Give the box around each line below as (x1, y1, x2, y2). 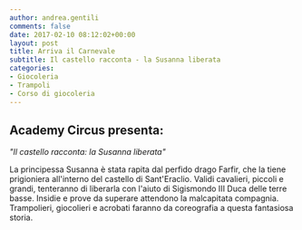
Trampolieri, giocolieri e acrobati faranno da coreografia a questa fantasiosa (9, 203, 294, 214)
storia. (9, 212, 34, 223)
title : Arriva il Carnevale (9, 47, 116, 56)
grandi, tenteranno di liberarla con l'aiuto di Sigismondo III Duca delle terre (9, 183, 287, 195)
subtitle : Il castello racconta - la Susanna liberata (9, 55, 221, 64)
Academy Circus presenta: (9, 122, 164, 138)
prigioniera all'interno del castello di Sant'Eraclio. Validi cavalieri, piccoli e (9, 174, 284, 185)
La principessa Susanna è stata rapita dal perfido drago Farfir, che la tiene (9, 164, 287, 175)
